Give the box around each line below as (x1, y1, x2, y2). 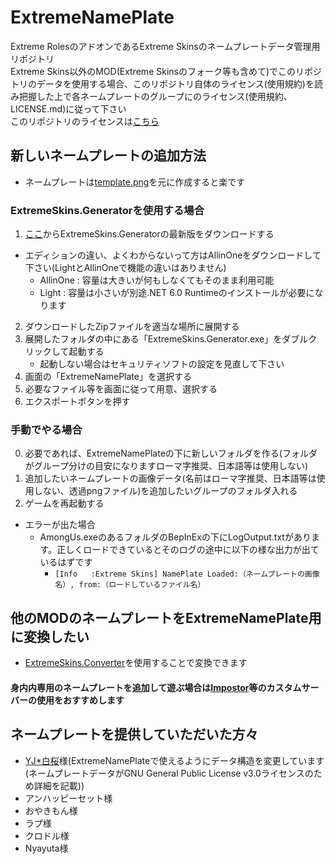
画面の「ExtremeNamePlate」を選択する (24, 371, 192, 383)
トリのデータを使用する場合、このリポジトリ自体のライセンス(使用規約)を (10, 77, 315, 90)
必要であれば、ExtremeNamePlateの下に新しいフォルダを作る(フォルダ (24, 447, 318, 460)
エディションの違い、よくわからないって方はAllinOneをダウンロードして (24, 249, 322, 261)
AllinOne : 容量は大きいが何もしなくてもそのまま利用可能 (39, 274, 275, 286)
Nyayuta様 (24, 842, 69, 854)
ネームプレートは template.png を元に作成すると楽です (24, 176, 246, 188)
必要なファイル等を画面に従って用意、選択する (24, 383, 218, 395)
